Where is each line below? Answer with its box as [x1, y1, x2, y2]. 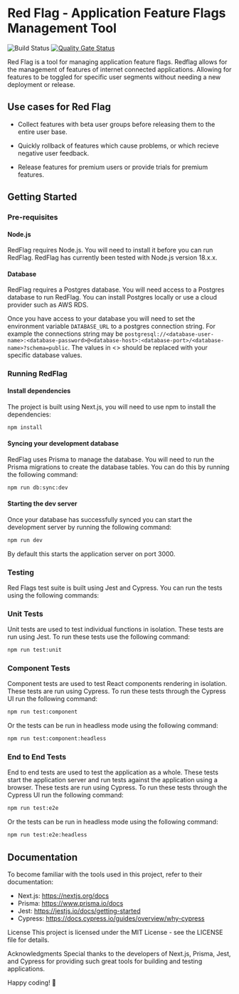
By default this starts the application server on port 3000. [7, 549, 176, 558]
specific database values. [7, 351, 83, 359]
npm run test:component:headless [7, 735, 107, 742]
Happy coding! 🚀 [7, 978, 57, 987]
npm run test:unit [7, 647, 62, 654]
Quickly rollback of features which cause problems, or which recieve [17, 141, 219, 150]
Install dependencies [7, 386, 71, 395]
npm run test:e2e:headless [7, 831, 87, 839]
